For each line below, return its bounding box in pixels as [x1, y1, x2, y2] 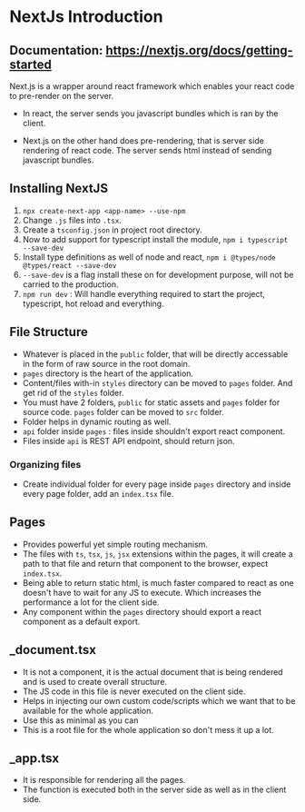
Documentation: [9, 43, 103, 58]
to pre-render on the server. [9, 91, 114, 101]
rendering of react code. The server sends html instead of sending [22, 145, 272, 155]
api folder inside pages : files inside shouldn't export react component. [22, 425, 286, 437]
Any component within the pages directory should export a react [22, 606, 261, 617]
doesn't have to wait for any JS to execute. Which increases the [22, 587, 261, 598]
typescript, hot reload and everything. [22, 298, 165, 309]
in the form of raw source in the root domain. [22, 358, 191, 369]
